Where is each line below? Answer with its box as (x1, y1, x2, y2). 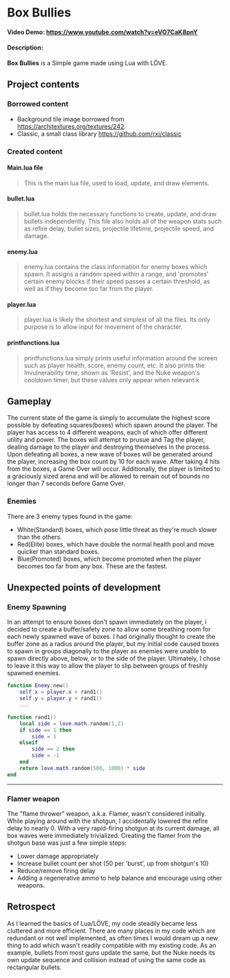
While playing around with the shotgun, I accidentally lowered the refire (7, 817, 208, 825)
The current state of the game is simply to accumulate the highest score (7, 414, 211, 422)
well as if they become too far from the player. (23, 285, 154, 293)
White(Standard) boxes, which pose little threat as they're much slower (16, 525, 218, 533)
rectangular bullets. (7, 963, 62, 971)
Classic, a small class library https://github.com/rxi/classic (16, 129, 182, 138)
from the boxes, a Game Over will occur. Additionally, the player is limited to (7, 465, 220, 473)
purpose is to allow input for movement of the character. (23, 323, 183, 331)
